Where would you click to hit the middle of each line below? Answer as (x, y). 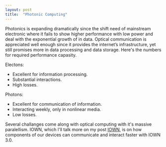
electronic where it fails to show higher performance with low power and (79, 34)
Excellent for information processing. (50, 74)
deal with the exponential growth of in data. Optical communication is (76, 39)
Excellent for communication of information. (57, 104)
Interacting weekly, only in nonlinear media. (57, 109)
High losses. (25, 84)
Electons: (15, 65)
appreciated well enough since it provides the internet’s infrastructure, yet (81, 44)
